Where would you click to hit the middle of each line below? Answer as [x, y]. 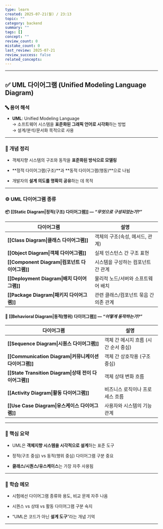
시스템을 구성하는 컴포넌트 [123, 262]
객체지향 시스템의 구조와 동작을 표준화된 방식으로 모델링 [65, 160]
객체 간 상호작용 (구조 [127, 356]
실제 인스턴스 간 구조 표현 [122, 253]
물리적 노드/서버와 [114, 279]
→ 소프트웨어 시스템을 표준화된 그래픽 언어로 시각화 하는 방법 [69, 124]
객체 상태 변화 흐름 [124, 376]
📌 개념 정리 [17, 148]
